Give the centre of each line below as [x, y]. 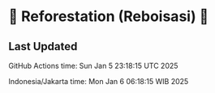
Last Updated [43, 46]
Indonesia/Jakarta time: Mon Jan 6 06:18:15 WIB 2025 [99, 81]
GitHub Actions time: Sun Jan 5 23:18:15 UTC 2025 [93, 66]
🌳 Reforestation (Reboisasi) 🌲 [109, 17]
